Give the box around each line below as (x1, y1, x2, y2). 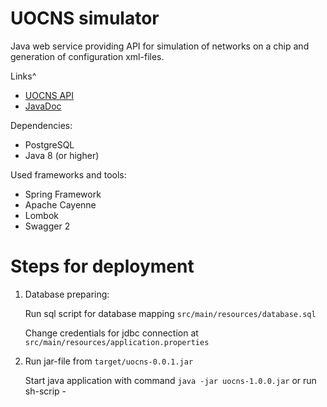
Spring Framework (24, 188, 102, 200)
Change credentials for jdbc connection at (24, 327, 199, 339)
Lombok (24, 209, 60, 221)
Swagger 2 (24, 220, 71, 232)
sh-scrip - (24, 385, 67, 397)
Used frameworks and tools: (10, 168, 127, 181)
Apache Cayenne (24, 198, 97, 211)
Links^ (10, 70, 37, 82)
